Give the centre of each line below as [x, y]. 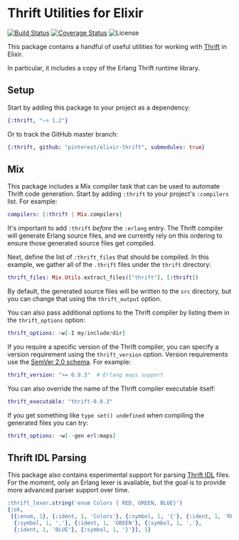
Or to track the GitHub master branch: [63, 134]
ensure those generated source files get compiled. [81, 243]
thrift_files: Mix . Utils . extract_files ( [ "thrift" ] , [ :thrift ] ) [103, 278]
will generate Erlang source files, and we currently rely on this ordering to [115, 235]
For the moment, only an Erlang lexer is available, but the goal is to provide [117, 482]
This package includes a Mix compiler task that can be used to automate [114, 186]
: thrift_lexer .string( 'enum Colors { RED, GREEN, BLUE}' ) [95, 503]
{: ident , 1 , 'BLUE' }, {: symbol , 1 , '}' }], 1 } [83, 529]
